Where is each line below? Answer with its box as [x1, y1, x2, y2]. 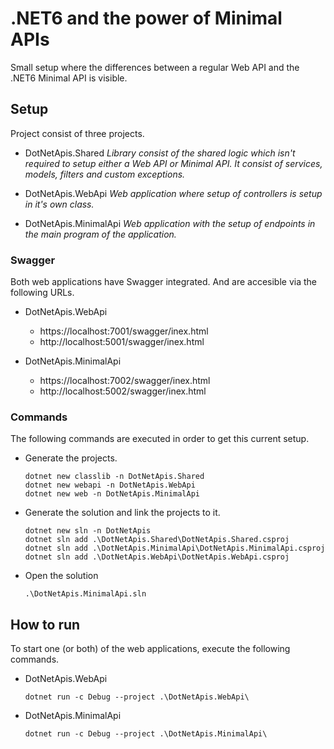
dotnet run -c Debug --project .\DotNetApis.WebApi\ [24, 692, 250, 702]
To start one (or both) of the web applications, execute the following [10, 643, 291, 655]
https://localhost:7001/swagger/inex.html [39, 325, 209, 337]
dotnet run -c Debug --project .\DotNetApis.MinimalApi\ [24, 729, 268, 739]
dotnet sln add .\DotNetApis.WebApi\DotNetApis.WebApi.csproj [24, 552, 290, 562]
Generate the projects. [24, 452, 118, 464]
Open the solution [24, 570, 99, 582]
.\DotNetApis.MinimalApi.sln [24, 589, 147, 599]
